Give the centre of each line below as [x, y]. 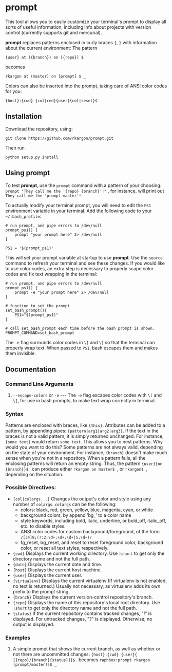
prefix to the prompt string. [41, 591]
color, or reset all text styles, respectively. [64, 548]
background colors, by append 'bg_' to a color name [76, 515]
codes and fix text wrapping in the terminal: [51, 274]
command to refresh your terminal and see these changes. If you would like [85, 263]
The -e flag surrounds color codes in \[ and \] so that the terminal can [80, 342]
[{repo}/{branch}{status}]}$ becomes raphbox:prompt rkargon [81, 660]
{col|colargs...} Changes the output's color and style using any [82, 499]
